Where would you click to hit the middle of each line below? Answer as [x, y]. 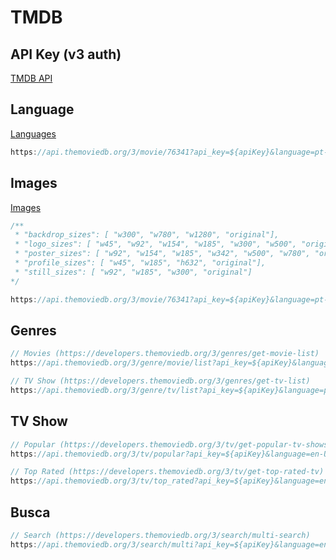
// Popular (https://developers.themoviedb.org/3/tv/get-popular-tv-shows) [171, 444]
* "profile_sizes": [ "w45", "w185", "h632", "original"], [140, 263]
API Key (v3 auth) [66, 54]
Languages [33, 133]
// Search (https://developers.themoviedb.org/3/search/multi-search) [160, 535]
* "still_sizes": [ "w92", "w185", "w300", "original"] [133, 272]
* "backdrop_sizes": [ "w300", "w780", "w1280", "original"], [147, 235]
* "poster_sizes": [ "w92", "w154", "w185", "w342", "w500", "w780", [162, 254]
